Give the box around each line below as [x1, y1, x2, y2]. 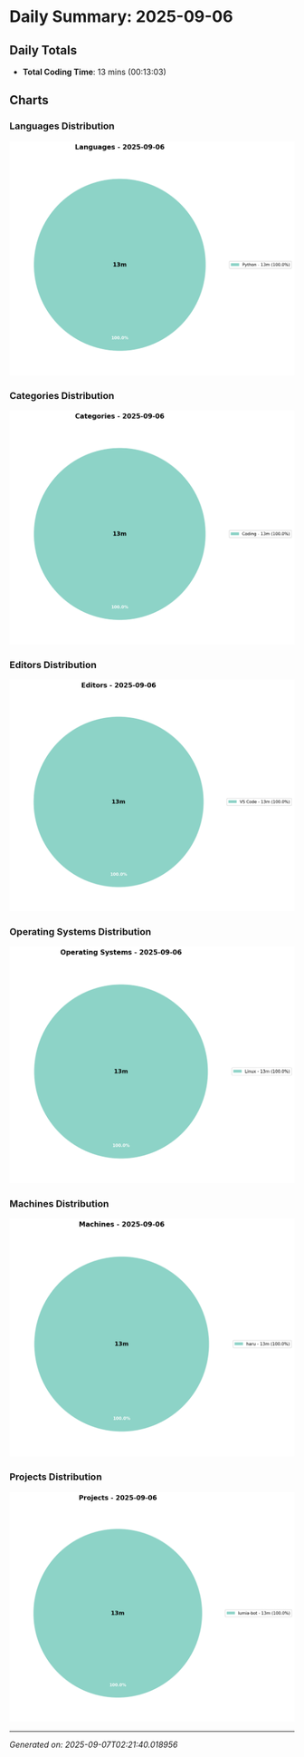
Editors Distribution [9, 658, 97, 671]
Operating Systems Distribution [9, 925, 152, 937]
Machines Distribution [9, 1197, 109, 1209]
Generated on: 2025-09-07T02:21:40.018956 [9, 1739, 178, 1751]
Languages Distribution [9, 120, 115, 132]
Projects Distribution [9, 1471, 102, 1483]
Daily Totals [9, 43, 78, 58]
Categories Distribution [9, 389, 115, 402]
